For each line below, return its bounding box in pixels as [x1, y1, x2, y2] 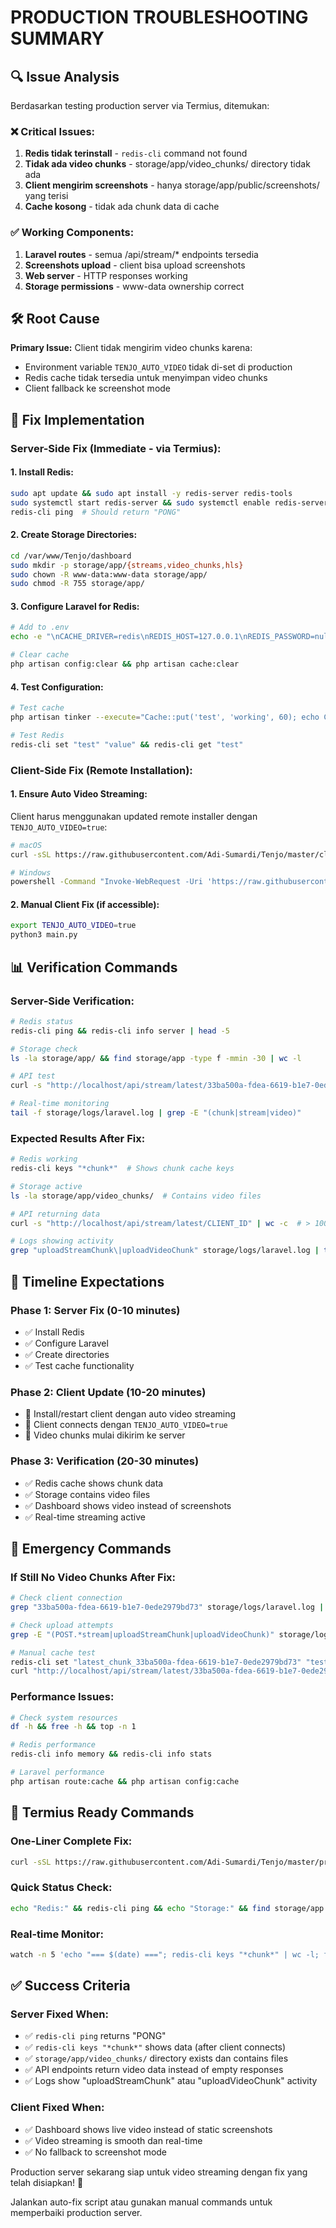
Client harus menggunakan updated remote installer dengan [10, 810, 258, 822]
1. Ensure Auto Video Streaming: [10, 788, 148, 800]
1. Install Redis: [10, 466, 74, 478]
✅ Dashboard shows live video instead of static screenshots [24, 2123, 273, 2135]
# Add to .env [10, 622, 70, 633]
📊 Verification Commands [10, 959, 178, 976]
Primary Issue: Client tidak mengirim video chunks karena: [10, 342, 253, 354]
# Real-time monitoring [10, 1099, 110, 1109]
